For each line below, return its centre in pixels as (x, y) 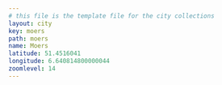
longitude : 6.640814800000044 (59, 62)
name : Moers (28, 46)
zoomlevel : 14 (32, 69)
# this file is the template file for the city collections (112, 16)
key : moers (27, 31)
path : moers (28, 38)
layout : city (30, 23)
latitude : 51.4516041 (45, 53)
